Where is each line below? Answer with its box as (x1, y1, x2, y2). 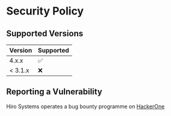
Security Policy (6, 4, 84, 18)
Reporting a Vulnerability (6, 86, 102, 97)
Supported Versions (6, 28, 83, 39)
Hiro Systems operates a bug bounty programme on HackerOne (6, 103, 165, 110)
